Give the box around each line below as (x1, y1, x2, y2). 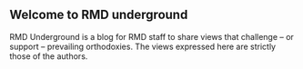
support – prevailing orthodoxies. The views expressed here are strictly (9, 41, 276, 52)
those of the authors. (9, 50, 88, 62)
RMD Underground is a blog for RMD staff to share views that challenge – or (9, 31, 294, 42)
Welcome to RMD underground (9, 7, 188, 23)
